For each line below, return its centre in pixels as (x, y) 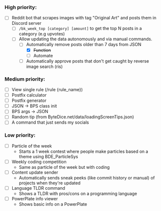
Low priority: (20, 135)
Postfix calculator (29, 95)
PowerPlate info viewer (35, 199)
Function (42, 50)
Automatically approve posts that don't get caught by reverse (88, 61)
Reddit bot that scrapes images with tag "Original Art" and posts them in (84, 18)
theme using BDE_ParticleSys (48, 156)
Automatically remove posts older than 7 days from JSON (84, 45)
